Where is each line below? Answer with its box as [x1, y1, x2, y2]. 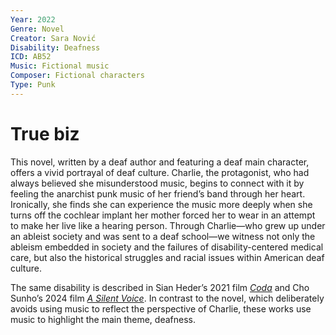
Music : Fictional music [10, 61, 110, 71]
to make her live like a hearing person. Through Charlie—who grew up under [10, 219, 326, 231]
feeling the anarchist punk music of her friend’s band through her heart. [10, 187, 306, 200]
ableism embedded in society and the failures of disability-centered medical [10, 241, 324, 253]
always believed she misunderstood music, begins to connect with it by [10, 177, 305, 189]
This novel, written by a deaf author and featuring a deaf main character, [10, 156, 310, 168]
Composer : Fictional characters [10, 71, 145, 81]
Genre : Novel [10, 24, 65, 34]
